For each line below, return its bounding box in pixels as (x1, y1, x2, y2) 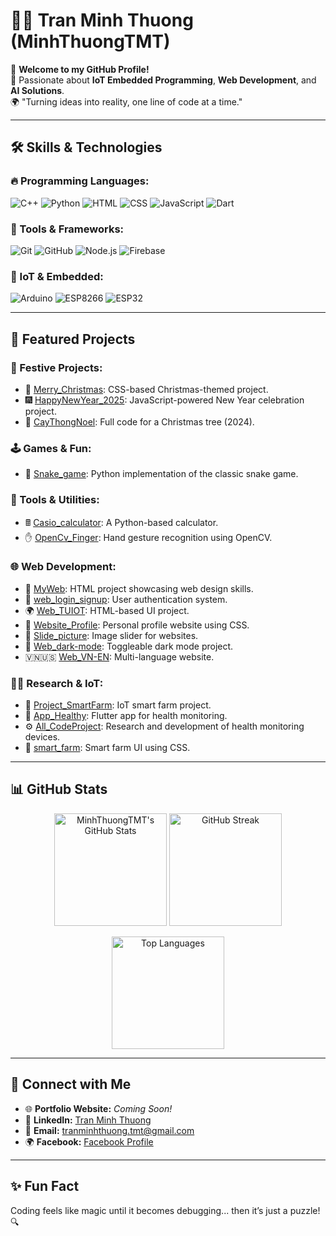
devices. (24, 731, 61, 743)
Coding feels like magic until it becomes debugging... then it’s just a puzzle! (10, 1204, 321, 1216)
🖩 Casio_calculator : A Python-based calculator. (24, 516, 219, 528)
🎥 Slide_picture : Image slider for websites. (24, 629, 199, 641)
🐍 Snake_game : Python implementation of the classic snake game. (24, 468, 299, 480)
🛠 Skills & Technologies (10, 139, 163, 156)
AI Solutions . (10, 84, 65, 96)
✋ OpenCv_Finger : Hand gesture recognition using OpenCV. (24, 531, 273, 543)
